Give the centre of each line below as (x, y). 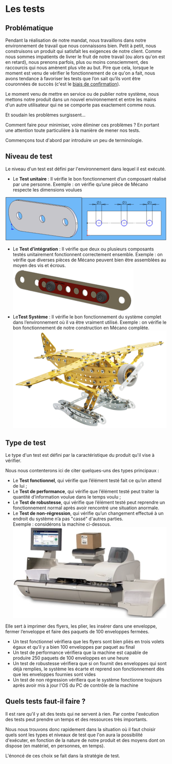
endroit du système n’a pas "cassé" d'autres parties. (68, 519)
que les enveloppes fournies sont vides (54, 674)
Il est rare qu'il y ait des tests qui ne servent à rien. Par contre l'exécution (82, 714)
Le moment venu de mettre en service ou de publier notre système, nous (82, 94)
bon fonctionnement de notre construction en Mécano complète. (81, 328)
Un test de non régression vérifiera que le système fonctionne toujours (87, 680)
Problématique (29, 28)
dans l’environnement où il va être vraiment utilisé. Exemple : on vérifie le (90, 323)
